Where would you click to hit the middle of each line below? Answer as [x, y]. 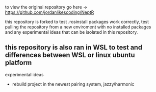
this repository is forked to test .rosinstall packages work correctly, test [77, 22]
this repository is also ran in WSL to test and [74, 48]
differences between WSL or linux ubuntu [70, 55]
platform [18, 63]
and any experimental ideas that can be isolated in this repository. [72, 32]
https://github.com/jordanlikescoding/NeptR [50, 12]
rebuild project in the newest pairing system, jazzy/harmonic [73, 84]
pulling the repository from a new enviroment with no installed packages [78, 27]
